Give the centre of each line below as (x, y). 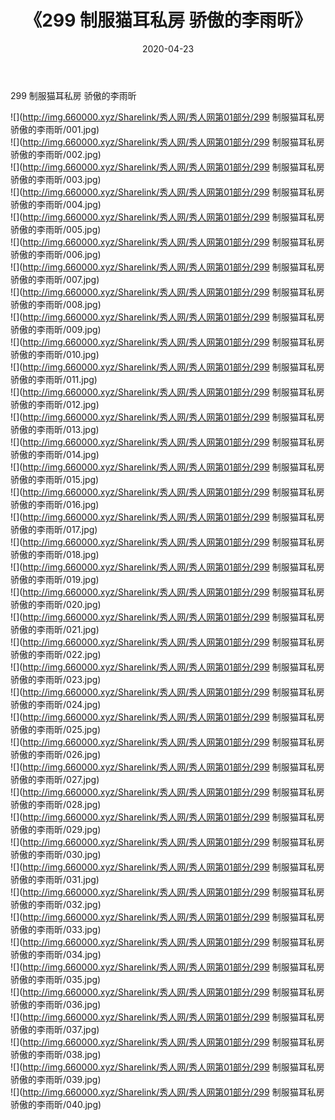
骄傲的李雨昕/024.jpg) (56, 704)
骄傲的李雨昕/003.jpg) (56, 179)
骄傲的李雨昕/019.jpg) (55, 579)
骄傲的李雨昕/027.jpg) (55, 779)
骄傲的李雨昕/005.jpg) (56, 229)
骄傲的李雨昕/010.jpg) (55, 354)
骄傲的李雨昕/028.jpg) (56, 804)
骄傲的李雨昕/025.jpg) (56, 729)
